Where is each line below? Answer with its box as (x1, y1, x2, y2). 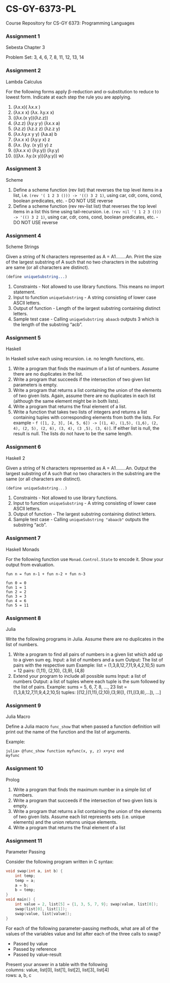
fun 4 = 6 (6, 598, 27, 603)
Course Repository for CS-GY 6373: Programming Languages (6, 20, 135, 26)
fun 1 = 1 (6, 585, 27, 590)
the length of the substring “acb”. (13, 322, 83, 327)
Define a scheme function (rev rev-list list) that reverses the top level (13, 203, 157, 209)
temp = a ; (15, 878, 36, 883)
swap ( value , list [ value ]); (15, 911, 72, 916)
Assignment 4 (6, 232, 42, 239)
